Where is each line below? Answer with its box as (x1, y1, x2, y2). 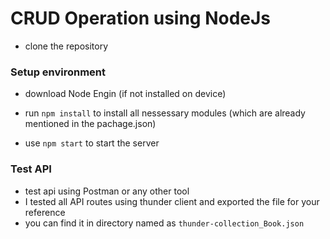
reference (24, 206, 66, 218)
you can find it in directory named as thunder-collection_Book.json (24, 217, 305, 229)
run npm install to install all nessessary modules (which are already (24, 107, 306, 119)
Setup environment (10, 65, 107, 79)
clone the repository (24, 40, 109, 52)
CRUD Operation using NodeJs (10, 7, 272, 30)
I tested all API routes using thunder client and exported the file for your (24, 195, 320, 207)
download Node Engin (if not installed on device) (24, 88, 227, 100)
